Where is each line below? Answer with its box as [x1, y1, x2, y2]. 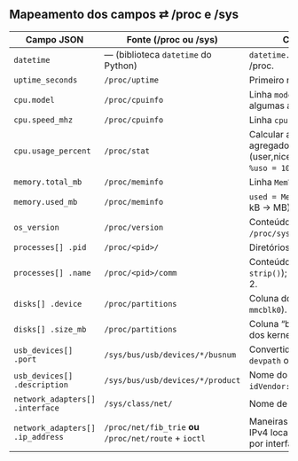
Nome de [248, 397, 288, 410]
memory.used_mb [13, 197, 78, 207]
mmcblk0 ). [248, 303, 287, 316]
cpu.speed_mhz [13, 114, 74, 125]
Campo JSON [25, 33, 84, 45]
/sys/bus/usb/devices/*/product [104, 375, 241, 385]
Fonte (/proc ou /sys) [126, 33, 219, 45]
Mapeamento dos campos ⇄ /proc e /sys [9, 7, 239, 22]
